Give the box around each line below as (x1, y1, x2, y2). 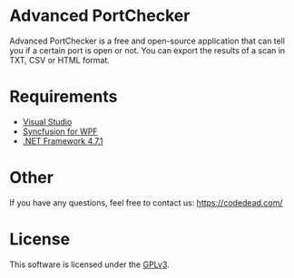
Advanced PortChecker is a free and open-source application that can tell (9, 35, 286, 46)
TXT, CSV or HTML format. (9, 54, 111, 65)
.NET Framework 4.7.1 (22, 135, 103, 146)
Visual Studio (22, 116, 73, 127)
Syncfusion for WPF (22, 126, 98, 137)
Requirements (9, 87, 118, 107)
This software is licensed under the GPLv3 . (9, 259, 170, 270)
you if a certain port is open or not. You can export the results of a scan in (9, 44, 286, 55)
